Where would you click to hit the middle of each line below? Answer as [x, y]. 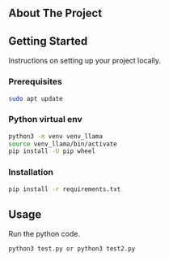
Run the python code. [44, 234]
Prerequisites [35, 82]
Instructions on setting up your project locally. [85, 61]
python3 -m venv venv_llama [56, 136]
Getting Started [48, 41]
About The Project [55, 13]
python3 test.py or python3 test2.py [72, 249]
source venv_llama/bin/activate [63, 144]
